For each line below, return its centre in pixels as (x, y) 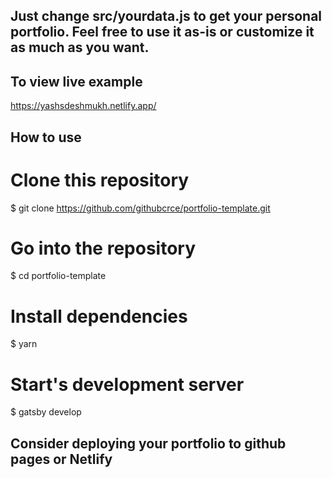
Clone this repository (100, 180)
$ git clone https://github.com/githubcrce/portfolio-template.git (140, 208)
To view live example (76, 81)
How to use (46, 137)
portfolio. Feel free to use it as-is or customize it (162, 32)
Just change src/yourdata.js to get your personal (166, 16)
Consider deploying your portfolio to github (148, 443)
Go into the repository (103, 248)
